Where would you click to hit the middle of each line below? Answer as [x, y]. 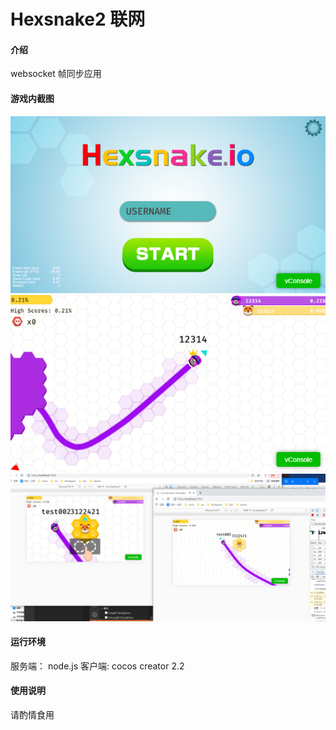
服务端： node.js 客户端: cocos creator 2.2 [97, 666]
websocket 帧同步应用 [56, 74]
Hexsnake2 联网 [78, 19]
